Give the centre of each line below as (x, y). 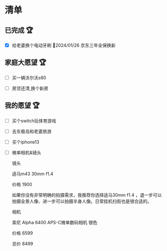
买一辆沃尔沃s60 (29, 77)
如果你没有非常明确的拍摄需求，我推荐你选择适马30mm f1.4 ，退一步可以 (87, 195)
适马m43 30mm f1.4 (32, 174)
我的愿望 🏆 (22, 106)
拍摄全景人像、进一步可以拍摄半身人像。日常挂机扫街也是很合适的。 (82, 201)
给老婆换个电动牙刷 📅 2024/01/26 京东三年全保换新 (64, 45)
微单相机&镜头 (26, 152)
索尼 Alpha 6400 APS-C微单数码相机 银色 (55, 223)
